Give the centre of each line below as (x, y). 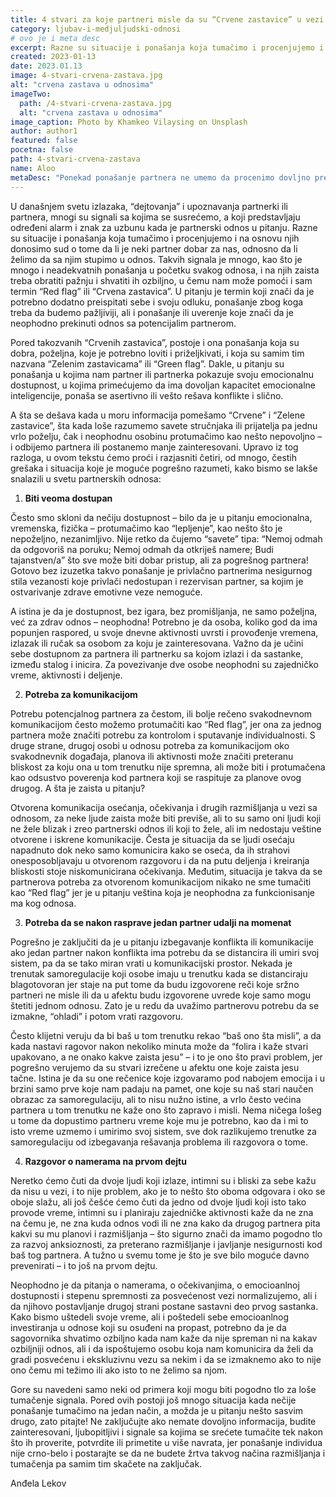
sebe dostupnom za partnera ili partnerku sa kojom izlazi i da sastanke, (157, 653)
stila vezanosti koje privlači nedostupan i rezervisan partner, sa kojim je (157, 581)
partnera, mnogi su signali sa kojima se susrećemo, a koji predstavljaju (155, 217)
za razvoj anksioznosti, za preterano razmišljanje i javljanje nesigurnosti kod (166, 1244)
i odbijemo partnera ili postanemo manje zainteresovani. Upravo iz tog (154, 447)
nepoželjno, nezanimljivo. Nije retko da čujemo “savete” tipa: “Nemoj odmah (166, 538)
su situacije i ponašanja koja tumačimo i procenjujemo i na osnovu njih (155, 238)
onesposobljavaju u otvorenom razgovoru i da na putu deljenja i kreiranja (160, 860)
